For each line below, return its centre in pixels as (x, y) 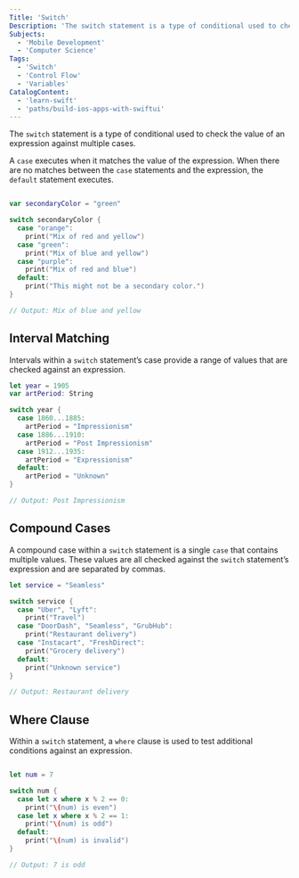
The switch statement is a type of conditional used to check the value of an (147, 134)
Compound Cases (60, 528)
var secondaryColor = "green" (65, 204)
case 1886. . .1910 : (52, 435)
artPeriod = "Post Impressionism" (89, 443)
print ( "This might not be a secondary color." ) (115, 286)
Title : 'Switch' (39, 17)
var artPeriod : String (51, 394)
